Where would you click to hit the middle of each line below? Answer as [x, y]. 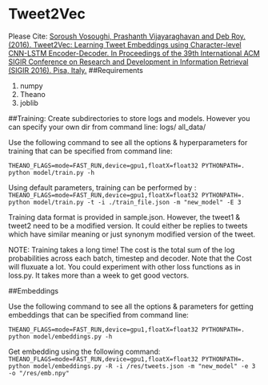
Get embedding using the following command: [84, 351]
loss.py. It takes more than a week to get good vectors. [99, 275]
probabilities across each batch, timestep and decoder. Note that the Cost [130, 258]
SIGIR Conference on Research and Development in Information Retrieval [128, 62]
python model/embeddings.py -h [60, 336]
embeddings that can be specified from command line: [99, 314]
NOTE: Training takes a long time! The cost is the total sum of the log [122, 249]
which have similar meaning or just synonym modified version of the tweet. [132, 234]
